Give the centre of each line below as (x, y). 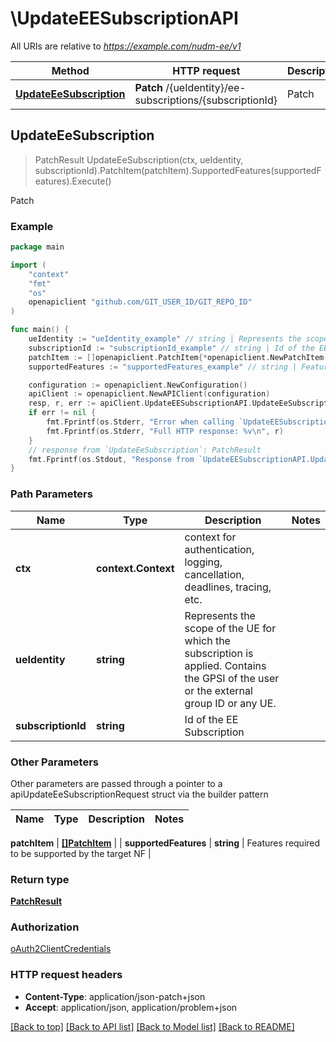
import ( (28, 265)
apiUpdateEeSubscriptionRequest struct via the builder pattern (139, 794)
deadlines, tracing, (228, 587)
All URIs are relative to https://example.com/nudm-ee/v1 (126, 46)
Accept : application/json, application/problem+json (131, 1007)
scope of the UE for (230, 628)
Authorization (45, 927)
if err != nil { (62, 413)
